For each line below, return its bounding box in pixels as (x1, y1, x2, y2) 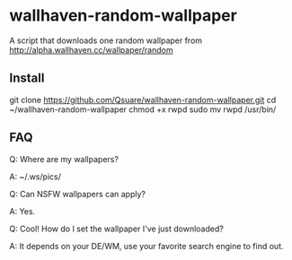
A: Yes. (9, 205, 36, 216)
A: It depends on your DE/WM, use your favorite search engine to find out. (9, 240, 284, 251)
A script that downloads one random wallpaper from (9, 35, 203, 46)
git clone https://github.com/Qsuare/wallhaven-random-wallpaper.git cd (9, 94, 277, 105)
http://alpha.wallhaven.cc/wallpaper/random (9, 44, 173, 55)
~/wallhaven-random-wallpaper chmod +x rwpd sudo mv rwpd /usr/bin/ (9, 104, 277, 115)
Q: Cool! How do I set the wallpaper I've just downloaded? (9, 223, 225, 234)
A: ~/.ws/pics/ (9, 171, 61, 182)
